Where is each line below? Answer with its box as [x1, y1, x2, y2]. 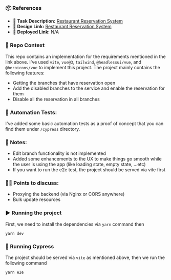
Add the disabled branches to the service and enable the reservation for [12, 85, 165, 91]
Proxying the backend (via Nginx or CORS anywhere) [12, 191, 125, 197]
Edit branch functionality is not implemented [12, 150, 106, 156]
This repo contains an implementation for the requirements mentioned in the [5, 53, 166, 59]
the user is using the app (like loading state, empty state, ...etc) [12, 161, 146, 168]
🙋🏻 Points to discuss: [5, 179, 59, 187]
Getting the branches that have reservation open [12, 79, 116, 86]
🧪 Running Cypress [5, 243, 54, 250]
